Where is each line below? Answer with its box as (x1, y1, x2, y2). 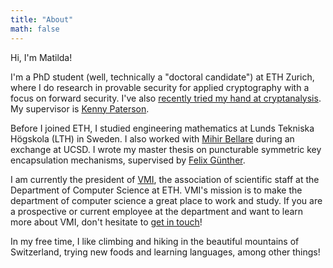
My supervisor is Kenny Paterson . (10, 102, 150, 115)
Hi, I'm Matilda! (10, 51, 73, 63)
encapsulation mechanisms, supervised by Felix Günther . (10, 154, 246, 166)
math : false (10, 24, 60, 34)
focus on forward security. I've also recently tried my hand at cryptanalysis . (10, 92, 322, 104)
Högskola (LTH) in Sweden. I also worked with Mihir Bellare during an (10, 132, 295, 145)
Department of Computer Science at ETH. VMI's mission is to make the (10, 184, 303, 196)
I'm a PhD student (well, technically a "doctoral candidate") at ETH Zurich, (10, 71, 315, 83)
